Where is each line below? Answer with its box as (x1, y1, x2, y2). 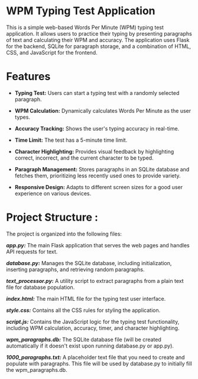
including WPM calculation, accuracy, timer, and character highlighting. (6, 324, 180, 332)
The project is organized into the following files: (6, 230, 122, 237)
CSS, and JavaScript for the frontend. (6, 49, 98, 56)
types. (14, 113, 31, 120)
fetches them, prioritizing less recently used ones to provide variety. (14, 172, 181, 179)
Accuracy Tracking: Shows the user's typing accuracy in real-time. (14, 125, 180, 132)
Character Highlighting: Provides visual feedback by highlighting (14, 148, 174, 155)
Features (6, 70, 51, 84)
